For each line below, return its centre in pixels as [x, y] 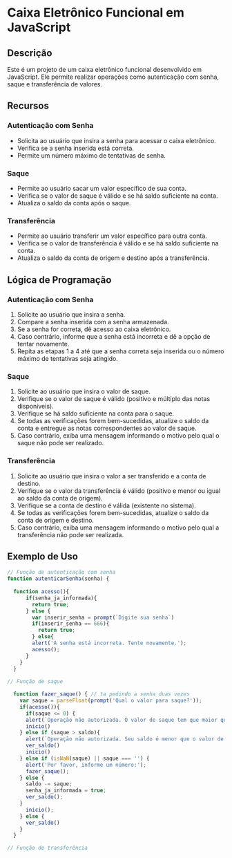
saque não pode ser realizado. [60, 443]
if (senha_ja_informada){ [61, 598]
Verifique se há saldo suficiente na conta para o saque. [96, 413]
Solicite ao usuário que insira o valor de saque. [84, 391]
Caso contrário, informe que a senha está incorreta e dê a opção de [114, 336]
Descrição [30, 53]
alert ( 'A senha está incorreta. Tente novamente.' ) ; [109, 643]
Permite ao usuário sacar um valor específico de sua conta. [102, 188]
